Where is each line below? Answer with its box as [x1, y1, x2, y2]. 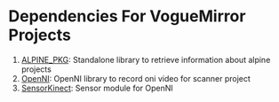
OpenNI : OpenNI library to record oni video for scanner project [20, 73, 251, 83]
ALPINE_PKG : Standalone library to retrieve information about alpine [20, 54, 271, 65]
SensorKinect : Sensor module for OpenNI [20, 82, 174, 93]
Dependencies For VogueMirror [8, 6, 246, 27]
